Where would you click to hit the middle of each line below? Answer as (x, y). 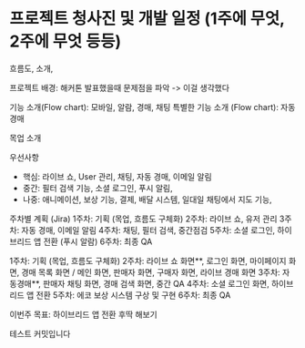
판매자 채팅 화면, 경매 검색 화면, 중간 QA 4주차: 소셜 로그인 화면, (156, 283)
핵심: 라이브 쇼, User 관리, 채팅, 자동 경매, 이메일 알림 (117, 176)
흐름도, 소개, (31, 68)
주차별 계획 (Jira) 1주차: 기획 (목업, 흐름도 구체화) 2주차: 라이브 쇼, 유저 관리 (143, 219)
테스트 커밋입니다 (40, 333)
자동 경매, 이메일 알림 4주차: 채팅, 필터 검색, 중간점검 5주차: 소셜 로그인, (148, 230)
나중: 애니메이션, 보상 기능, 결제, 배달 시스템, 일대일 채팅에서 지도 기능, (147, 199)
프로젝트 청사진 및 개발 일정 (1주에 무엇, (147, 19)
